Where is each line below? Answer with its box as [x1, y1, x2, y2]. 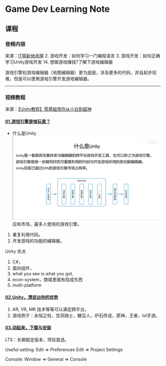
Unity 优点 [5, 248, 26, 254]
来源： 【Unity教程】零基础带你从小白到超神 [5, 106, 92, 112]
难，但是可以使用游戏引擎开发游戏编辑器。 [5, 75, 92, 81]
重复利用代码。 [12, 232, 43, 238]
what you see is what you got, [12, 271, 74, 277]
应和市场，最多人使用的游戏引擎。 [12, 221, 82, 227]
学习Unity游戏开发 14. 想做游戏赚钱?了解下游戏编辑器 [5, 59, 113, 65]
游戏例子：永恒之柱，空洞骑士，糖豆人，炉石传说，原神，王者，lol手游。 [12, 312, 160, 318]
